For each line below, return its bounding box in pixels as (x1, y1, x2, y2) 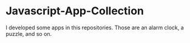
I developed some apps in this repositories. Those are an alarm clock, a (5, 24, 185, 31)
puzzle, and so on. (5, 30, 52, 37)
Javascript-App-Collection (5, 4, 144, 18)
